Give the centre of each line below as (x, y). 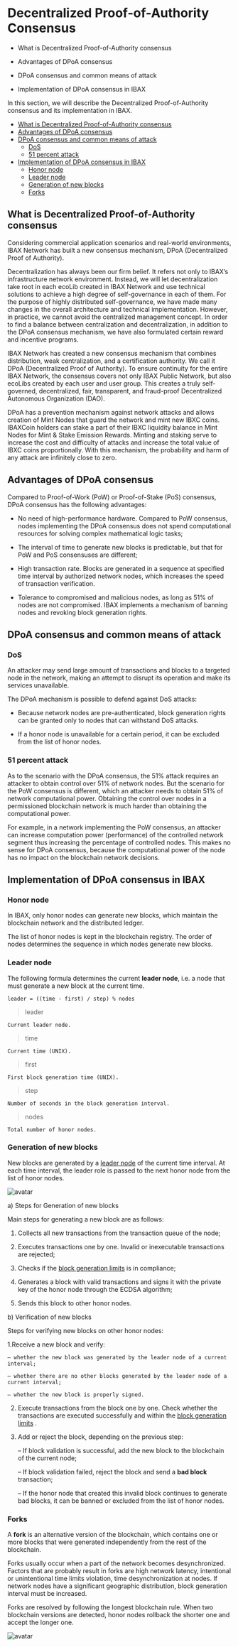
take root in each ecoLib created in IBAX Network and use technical (107, 286)
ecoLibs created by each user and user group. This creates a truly (104, 383)
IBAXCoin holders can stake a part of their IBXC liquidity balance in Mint (113, 427)
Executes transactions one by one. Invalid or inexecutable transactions (121, 1246)
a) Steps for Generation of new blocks (63, 1205)
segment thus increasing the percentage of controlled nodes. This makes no (119, 842)
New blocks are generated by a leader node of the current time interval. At (116, 1163)
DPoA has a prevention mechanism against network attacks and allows (111, 412)
